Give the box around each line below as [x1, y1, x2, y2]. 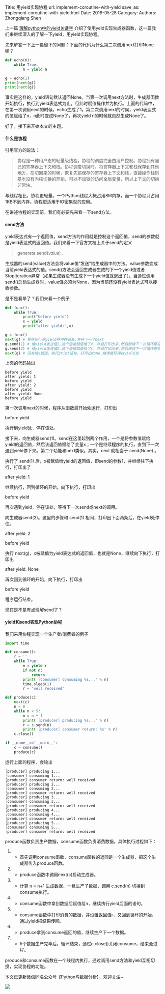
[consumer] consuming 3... [5, 799, 60, 804]
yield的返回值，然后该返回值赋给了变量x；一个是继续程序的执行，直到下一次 [5, 441, 160, 447]
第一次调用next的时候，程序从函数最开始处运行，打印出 [5, 405, 117, 411]
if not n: [23, 668, 43, 672]
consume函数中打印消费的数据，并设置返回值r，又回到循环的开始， [19, 911, 156, 918]
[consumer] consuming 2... [5, 786, 60, 791]
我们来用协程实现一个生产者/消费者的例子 [5, 631, 89, 637]
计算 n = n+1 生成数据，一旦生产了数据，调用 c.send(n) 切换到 [19, 883, 145, 889]
